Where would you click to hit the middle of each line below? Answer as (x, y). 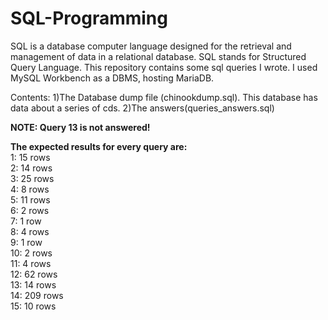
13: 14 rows (33, 284)
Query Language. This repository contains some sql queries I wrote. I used (164, 67)
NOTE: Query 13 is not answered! (80, 127)
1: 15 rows (30, 157)
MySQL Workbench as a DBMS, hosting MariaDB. (112, 78)
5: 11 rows (30, 199)
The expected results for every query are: (99, 146)
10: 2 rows (31, 253)
